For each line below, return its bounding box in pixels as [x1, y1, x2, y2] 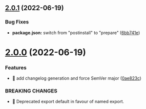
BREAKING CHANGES [5, 87, 58, 94]
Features [5, 64, 27, 71]
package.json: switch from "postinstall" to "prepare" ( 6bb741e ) [12, 29, 140, 36]
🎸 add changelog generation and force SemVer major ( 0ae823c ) [12, 75, 142, 81]
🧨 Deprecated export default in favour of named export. [12, 99, 125, 105]
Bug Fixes [5, 19, 29, 25]
